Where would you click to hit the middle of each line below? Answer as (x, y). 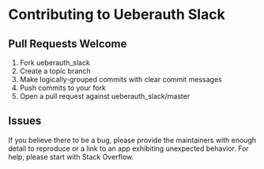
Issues (25, 121)
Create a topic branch (55, 71)
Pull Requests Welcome (68, 44)
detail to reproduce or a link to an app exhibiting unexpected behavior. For (128, 148)
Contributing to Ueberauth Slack (117, 15)
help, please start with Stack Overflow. (71, 156)
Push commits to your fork (63, 88)
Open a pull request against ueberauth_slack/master (105, 96)
